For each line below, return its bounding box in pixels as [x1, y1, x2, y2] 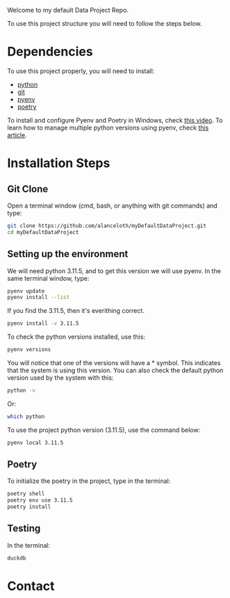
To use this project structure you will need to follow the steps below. [7, 20, 202, 27]
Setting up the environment [7, 248, 129, 260]
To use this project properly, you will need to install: [7, 66, 155, 75]
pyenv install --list [7, 294, 70, 301]
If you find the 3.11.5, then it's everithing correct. [7, 307, 145, 315]
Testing [7, 523, 41, 535]
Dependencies [7, 44, 93, 60]
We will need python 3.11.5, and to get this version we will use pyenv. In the [7, 266, 221, 275]
